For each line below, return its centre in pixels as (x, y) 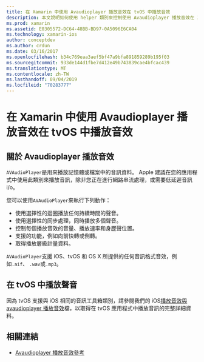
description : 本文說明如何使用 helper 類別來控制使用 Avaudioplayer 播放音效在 (100, 18)
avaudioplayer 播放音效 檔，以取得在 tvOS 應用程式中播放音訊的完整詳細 (96, 308)
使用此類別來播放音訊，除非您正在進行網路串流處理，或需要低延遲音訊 (104, 180)
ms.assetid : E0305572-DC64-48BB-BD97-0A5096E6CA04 (72, 29)
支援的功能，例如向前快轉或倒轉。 (58, 236)
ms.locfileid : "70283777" (39, 85)
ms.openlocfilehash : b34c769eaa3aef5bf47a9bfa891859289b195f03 (88, 57)
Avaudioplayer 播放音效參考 (50, 352)
